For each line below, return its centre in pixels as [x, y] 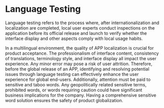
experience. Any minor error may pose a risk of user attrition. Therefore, [79, 64]
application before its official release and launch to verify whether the [76, 33]
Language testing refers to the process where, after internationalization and [82, 23]
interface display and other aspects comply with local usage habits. [74, 38]
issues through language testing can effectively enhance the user [72, 74]
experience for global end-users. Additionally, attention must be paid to [78, 79]
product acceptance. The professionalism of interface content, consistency [82, 53]
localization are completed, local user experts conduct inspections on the [80, 28]
